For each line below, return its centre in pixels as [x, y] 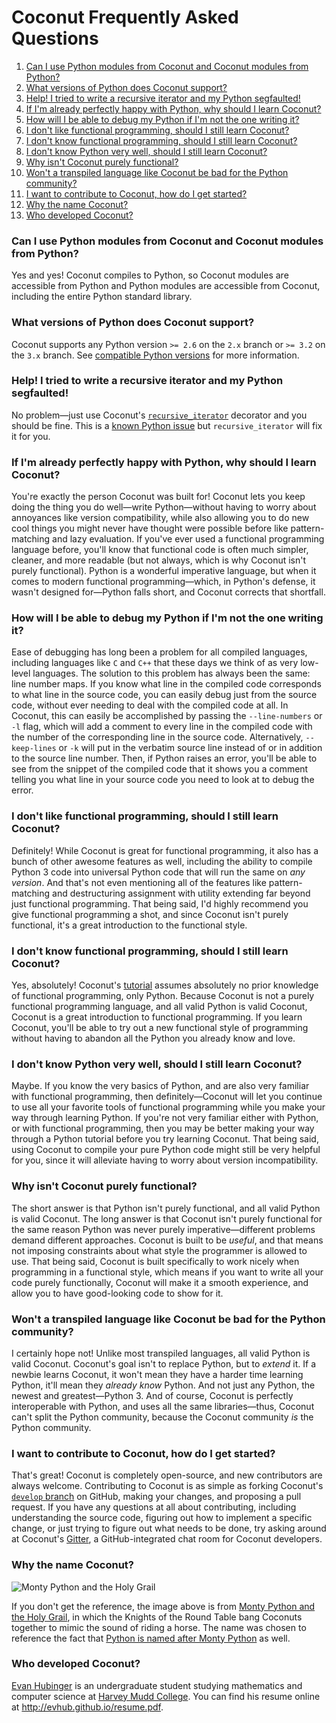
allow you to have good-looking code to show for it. [117, 1293]
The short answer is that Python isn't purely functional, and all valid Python [166, 1208]
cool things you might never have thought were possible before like [150, 528]
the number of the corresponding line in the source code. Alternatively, [157, 737]
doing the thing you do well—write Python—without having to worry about [164, 507]
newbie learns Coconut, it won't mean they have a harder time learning [157, 1374]
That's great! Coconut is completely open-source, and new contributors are [167, 1475]
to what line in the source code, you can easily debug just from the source [164, 695]
